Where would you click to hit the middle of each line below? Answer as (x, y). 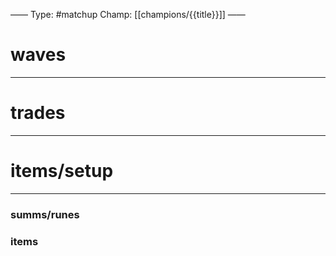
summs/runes (45, 214)
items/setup (62, 171)
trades (38, 113)
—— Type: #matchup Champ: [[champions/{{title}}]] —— (128, 14)
